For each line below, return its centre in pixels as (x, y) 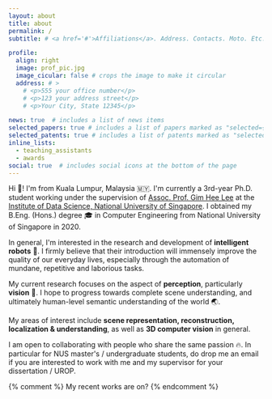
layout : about (32, 16)
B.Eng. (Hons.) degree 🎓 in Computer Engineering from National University (135, 215)
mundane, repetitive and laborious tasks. (76, 269)
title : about (30, 23)
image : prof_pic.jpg (50, 68)
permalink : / (30, 31)
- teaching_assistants (54, 151)
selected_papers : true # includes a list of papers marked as (115, 128)
